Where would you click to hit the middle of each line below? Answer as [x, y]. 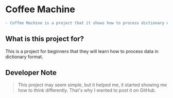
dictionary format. [24, 57]
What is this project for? [45, 39]
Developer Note [31, 73]
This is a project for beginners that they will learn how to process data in [82, 51]
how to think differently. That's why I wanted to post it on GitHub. [87, 90]
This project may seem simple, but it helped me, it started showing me [92, 85]
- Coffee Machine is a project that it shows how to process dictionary [85, 23]
